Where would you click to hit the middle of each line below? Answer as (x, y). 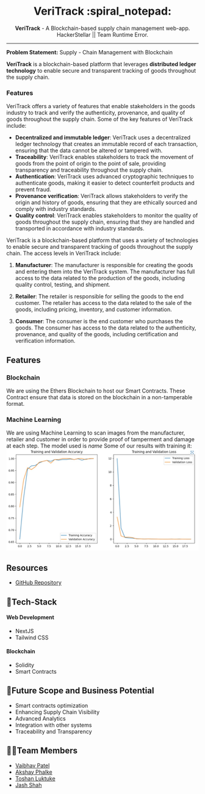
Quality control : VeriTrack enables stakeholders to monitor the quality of (106, 216)
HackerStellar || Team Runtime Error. (103, 34)
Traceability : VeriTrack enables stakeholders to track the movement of (104, 157)
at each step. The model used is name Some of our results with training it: (99, 446)
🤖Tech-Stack (32, 602)
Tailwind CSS (32, 638)
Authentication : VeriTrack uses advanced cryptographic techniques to (104, 177)
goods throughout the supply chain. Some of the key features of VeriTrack (100, 119)
